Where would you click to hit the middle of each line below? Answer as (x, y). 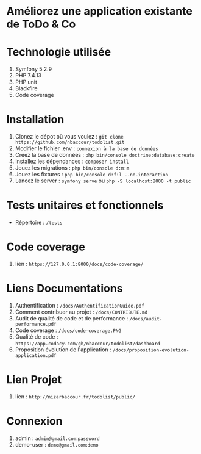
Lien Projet (34, 380)
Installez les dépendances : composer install (72, 161)
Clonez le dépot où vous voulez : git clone (69, 137)
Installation (35, 120)
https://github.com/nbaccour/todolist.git (70, 142)
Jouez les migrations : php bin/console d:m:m (72, 168)
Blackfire (26, 88)
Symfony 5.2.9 (33, 69)
